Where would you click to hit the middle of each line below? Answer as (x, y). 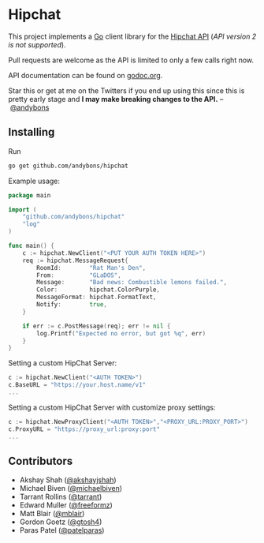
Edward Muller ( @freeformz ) (66, 505)
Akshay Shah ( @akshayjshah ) (68, 480)
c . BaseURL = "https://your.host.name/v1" (77, 385)
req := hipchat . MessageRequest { (75, 260)
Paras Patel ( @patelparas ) (62, 530)
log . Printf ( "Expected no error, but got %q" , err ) (121, 333)
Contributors (41, 461)
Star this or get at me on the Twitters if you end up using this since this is (126, 90)
